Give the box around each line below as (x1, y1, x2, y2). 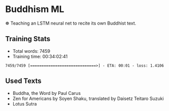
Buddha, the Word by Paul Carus (12, 90, 81, 96)
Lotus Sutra (12, 100, 37, 106)
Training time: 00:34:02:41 (12, 53, 68, 59)
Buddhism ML (5, 4, 65, 15)
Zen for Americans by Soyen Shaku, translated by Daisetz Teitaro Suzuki (12, 95, 164, 101)
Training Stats (5, 35, 51, 43)
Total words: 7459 (12, 48, 51, 54)
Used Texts (5, 77, 42, 85)
